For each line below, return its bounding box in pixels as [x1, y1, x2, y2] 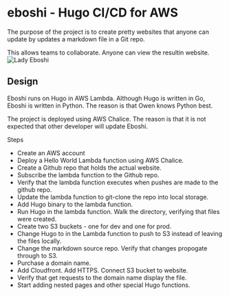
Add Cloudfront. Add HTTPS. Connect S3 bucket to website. [17, 266, 188, 274]
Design [7, 76, 39, 88]
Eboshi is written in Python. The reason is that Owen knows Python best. [7, 101, 213, 110]
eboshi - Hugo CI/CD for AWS [7, 5, 179, 21]
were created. [17, 215, 57, 223]
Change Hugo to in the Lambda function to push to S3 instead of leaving [17, 229, 223, 237]
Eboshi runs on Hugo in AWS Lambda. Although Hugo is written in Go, [7, 94, 205, 102]
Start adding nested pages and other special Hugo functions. [17, 281, 190, 289]
